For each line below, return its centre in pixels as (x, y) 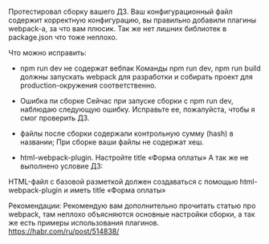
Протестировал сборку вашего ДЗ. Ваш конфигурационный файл (120, 12)
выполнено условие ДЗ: (61, 166)
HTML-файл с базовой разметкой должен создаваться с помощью (123, 181)
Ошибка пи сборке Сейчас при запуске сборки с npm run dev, (126, 101)
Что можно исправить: (47, 53)
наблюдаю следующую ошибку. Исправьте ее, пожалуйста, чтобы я (137, 109)
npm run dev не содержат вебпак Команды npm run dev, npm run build (140, 68)
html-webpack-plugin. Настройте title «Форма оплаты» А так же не (134, 157)
